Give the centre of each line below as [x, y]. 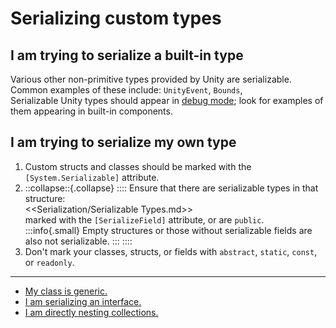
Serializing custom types [116, 18]
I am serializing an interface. [83, 301]
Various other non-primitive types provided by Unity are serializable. [151, 79]
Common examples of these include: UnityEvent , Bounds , [126, 90]
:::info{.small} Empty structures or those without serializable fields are [168, 230]
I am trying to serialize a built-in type [127, 55]
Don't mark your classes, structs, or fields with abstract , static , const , [171, 251]
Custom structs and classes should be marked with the [138, 166]
